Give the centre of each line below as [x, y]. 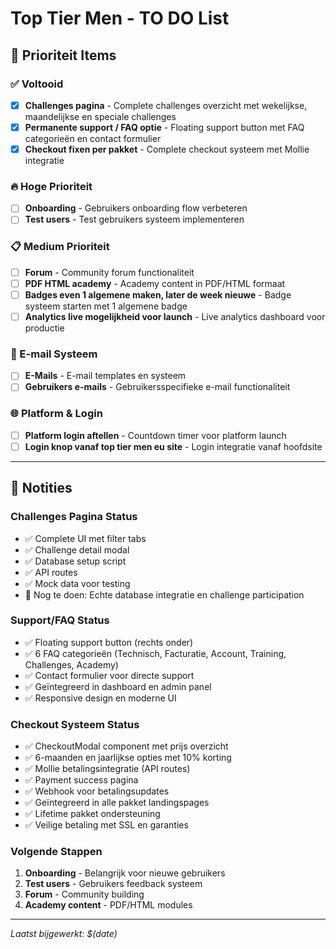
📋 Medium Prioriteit [60, 247]
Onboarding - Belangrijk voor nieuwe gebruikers [125, 873]
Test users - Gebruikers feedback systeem [113, 884]
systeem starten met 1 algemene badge [106, 306]
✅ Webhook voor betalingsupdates [97, 791]
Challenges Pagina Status [74, 517]
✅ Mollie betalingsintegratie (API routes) [107, 769]
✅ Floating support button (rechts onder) [109, 642]
